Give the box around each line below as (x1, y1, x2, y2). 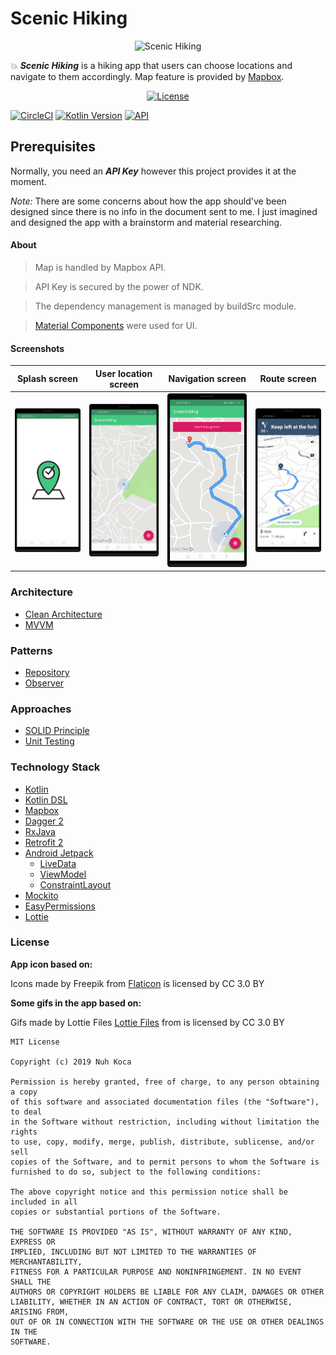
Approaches (10, 702, 72, 716)
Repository (24, 666, 70, 678)
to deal (10, 1107, 43, 1117)
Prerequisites (10, 138, 96, 156)
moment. (10, 175, 47, 187)
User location (95, 367, 153, 379)
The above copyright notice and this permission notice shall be (10, 1187, 288, 1197)
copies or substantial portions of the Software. (10, 1207, 222, 1217)
